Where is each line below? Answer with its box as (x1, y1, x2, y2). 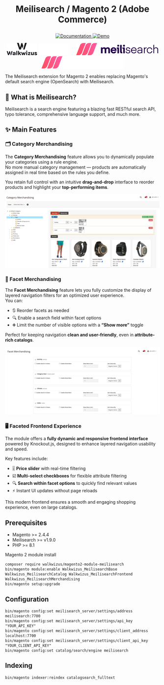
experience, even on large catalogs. (5, 504, 78, 511)
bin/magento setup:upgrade (5, 582, 60, 587)
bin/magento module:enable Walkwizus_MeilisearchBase (5, 567, 118, 572)
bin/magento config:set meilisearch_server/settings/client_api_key (5, 638, 148, 644)
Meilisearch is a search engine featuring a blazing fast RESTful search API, (5, 106, 156, 112)
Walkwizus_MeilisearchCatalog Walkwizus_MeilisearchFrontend (5, 572, 133, 577)
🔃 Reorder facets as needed (12, 307, 70, 313)
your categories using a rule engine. (5, 159, 78, 165)
